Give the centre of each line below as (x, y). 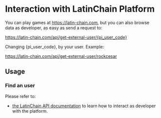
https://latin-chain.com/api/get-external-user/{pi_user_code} (66, 37)
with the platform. (30, 111)
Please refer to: (20, 96)
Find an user (20, 86)
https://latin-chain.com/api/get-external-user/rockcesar (61, 56)
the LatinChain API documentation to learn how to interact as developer (84, 106)
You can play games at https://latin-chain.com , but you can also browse (77, 23)
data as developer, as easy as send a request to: (54, 27)
